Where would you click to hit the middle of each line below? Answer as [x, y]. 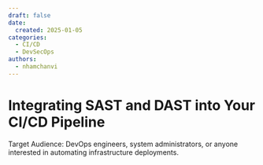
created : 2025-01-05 [49, 30]
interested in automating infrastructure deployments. [94, 152]
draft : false [30, 15]
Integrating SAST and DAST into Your [132, 105]
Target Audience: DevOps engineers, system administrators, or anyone [123, 144]
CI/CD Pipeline [57, 122]
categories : [28, 37]
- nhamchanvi [37, 67]
